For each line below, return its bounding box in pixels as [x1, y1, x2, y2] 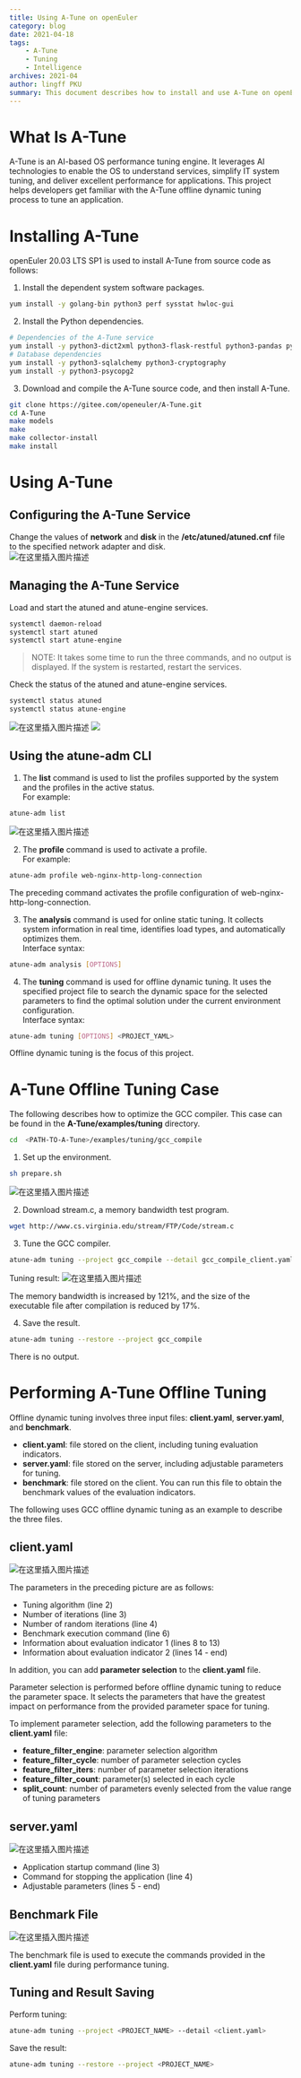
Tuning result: [9, 1272, 60, 1283]
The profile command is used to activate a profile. [21, 844, 208, 854]
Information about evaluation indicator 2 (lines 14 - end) [21, 1647, 228, 1658]
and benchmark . [9, 1422, 72, 1433]
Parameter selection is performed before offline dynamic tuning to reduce [9, 1682, 282, 1693]
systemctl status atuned [9, 697, 102, 706]
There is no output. [9, 1351, 80, 1362]
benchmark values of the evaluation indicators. [21, 1486, 196, 1497]
